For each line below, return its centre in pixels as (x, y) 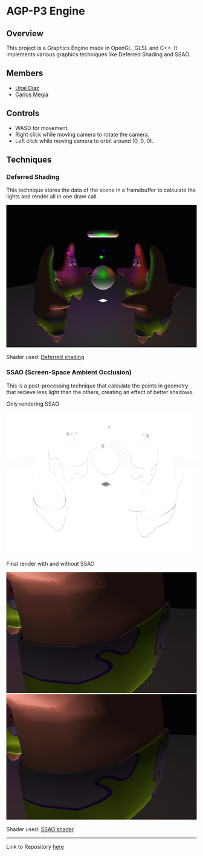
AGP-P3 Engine (46, 11)
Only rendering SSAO (33, 404)
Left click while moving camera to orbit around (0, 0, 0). (84, 141)
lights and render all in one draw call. (52, 196)
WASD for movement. (42, 128)
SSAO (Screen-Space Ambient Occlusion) (69, 372)
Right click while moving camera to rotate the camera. (82, 134)
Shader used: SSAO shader (40, 829)
